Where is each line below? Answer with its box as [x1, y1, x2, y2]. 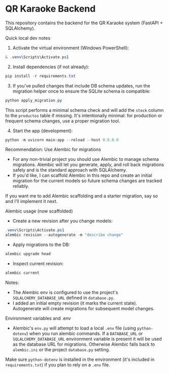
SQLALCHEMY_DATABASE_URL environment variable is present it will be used [12, 336, 162, 342]
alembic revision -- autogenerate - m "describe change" [5, 232, 123, 238]
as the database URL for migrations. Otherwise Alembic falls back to [12, 341, 155, 347]
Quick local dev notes [5, 35, 51, 41]
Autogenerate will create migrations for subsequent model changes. [12, 305, 155, 311]
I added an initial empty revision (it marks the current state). [12, 300, 138, 306]
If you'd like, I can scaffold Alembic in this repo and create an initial [12, 173, 153, 179]
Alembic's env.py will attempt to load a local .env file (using [12, 325, 137, 331]
